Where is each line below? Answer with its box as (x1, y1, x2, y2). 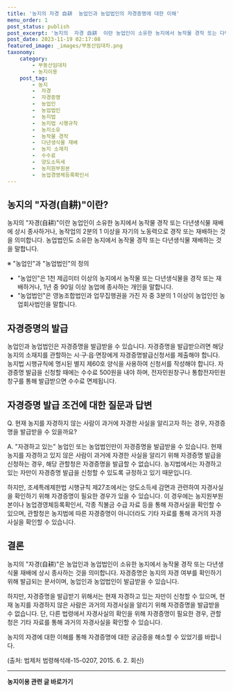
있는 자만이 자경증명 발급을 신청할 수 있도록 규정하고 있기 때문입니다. (7, 468, 192, 476)
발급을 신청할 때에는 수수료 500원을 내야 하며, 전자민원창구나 (25, 369, 191, 377)
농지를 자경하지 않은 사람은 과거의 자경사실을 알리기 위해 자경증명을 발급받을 (14, 600, 221, 609)
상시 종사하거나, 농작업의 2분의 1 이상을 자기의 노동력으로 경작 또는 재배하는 (14, 227, 218, 236)
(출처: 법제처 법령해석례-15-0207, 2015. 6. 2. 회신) (7, 656, 144, 664)
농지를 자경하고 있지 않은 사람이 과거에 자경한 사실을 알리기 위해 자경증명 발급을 (7, 450, 222, 459)
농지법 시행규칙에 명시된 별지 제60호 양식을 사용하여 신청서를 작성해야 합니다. (7, 360, 217, 368)
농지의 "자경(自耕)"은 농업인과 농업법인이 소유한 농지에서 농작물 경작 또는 (7, 559, 206, 568)
